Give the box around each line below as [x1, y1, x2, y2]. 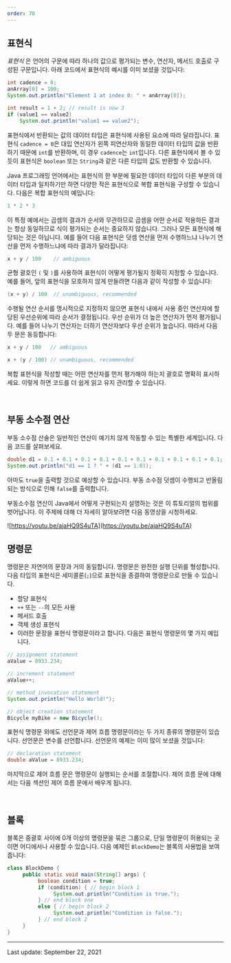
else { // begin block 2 [37, 903, 109, 911]
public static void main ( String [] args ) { [22, 871, 146, 878]
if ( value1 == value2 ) [7, 111, 72, 118]
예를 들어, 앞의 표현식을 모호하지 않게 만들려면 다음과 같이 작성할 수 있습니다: [7, 277, 212, 286]
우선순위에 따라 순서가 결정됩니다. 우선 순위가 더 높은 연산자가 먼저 [19, 313, 198, 321]
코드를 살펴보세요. [14, 442, 63, 450]
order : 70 [7, 10, 36, 17]
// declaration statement [7, 750, 81, 757]
